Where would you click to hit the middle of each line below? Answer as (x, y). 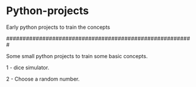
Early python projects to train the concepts (58, 27)
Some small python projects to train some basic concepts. (77, 56)
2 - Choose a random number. (43, 79)
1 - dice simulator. (28, 67)
